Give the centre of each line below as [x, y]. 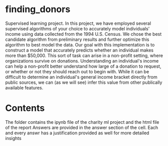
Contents [25, 108]
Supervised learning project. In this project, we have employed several [78, 23]
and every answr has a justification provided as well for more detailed [77, 133]
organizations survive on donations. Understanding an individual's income [82, 61]
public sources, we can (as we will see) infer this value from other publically [84, 82]
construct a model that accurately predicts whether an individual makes [79, 50]
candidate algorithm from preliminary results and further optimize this [77, 39]
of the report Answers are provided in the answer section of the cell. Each [82, 127]
